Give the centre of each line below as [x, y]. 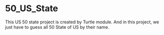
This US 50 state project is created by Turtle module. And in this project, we [82, 22]
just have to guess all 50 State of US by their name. [57, 27]
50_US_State [32, 9]
